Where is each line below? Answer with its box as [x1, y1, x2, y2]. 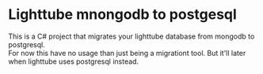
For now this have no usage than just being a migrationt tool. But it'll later [8, 48, 246, 57]
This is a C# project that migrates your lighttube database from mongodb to [8, 31, 255, 41]
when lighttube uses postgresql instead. [8, 57, 139, 66]
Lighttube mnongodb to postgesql [8, 6, 238, 24]
